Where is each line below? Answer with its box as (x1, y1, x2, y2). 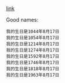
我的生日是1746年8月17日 (6, 60, 60, 65)
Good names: (6, 16, 39, 23)
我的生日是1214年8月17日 (6, 41, 60, 47)
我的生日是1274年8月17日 (6, 47, 60, 53)
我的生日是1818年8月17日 (6, 66, 60, 72)
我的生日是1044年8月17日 (6, 29, 60, 34)
